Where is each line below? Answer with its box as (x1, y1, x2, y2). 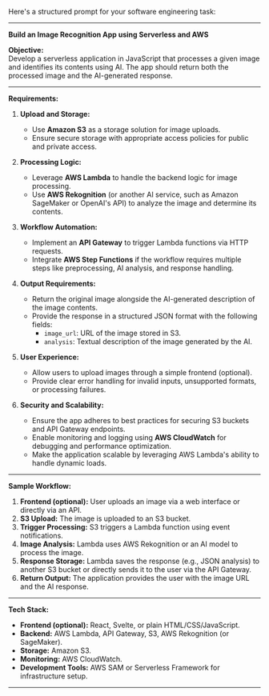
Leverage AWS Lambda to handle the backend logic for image (31, 173, 238, 182)
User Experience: (19, 352, 79, 362)
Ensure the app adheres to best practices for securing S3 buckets (31, 416, 250, 425)
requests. (31, 246, 64, 255)
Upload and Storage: (19, 110, 90, 118)
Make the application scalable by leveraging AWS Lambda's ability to (31, 450, 259, 459)
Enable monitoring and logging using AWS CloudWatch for (31, 433, 227, 442)
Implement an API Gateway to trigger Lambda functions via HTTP (31, 238, 249, 247)
